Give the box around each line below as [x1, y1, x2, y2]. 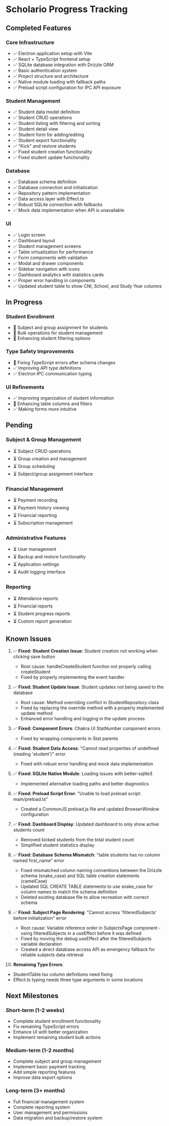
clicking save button [13, 654, 55, 660]
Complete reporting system [13, 1104, 70, 1110]
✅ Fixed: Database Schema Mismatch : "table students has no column [13, 852, 160, 858]
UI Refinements [6, 383, 45, 391]
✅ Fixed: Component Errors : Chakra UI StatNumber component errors [13, 725, 161, 731]
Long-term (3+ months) [6, 1087, 65, 1094]
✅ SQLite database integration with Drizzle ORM [13, 62, 114, 68]
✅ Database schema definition [13, 179, 77, 185]
